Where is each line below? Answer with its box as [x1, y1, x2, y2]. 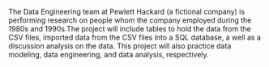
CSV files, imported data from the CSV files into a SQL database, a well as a [8, 32, 262, 42]
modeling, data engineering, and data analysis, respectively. [8, 50, 209, 59]
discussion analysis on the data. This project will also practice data [8, 41, 232, 51]
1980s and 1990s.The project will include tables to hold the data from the [8, 24, 251, 33]
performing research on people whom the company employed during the [8, 15, 252, 25]
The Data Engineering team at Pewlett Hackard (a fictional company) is [8, 7, 246, 16]
